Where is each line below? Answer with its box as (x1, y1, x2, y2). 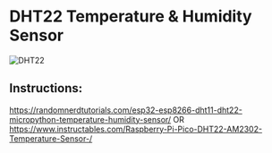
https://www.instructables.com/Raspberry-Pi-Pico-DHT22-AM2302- (9, 123, 262, 134)
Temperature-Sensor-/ (9, 132, 93, 144)
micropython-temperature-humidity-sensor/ (9, 114, 172, 124)
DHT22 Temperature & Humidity (9, 6, 252, 27)
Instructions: (9, 81, 83, 96)
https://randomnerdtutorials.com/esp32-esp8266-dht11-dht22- (9, 105, 243, 115)
